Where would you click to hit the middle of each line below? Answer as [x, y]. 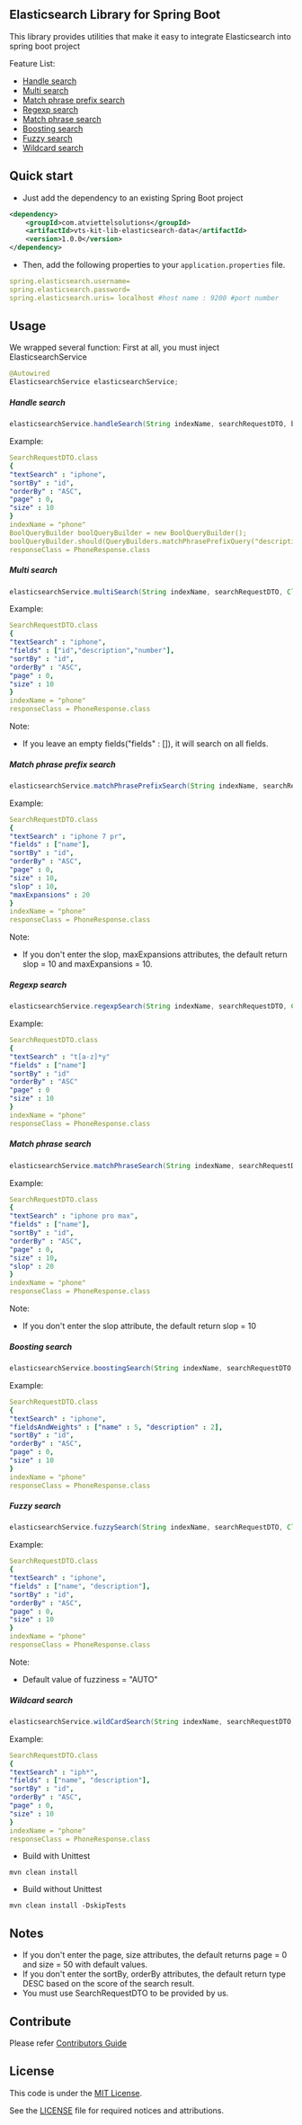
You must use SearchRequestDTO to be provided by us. [125, 1993]
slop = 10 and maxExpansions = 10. [87, 964]
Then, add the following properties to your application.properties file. [154, 265]
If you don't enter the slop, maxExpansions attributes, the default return [155, 955]
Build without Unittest [62, 1889]
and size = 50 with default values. [85, 1965]
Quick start [41, 176]
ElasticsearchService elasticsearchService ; [94, 382]
